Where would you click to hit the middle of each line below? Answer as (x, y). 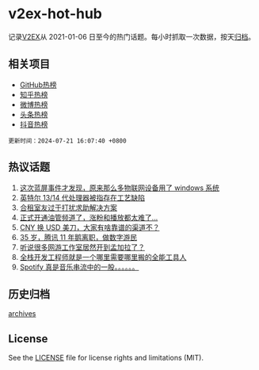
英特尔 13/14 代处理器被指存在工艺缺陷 (82, 197)
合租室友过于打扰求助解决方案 (68, 208)
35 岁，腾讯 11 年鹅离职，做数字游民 (78, 237)
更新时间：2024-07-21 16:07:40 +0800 (67, 141)
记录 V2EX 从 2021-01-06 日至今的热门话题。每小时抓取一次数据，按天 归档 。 (132, 36)
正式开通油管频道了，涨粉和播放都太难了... (89, 217)
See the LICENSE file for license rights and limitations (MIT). (106, 358)
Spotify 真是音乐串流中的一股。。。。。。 (79, 267)
